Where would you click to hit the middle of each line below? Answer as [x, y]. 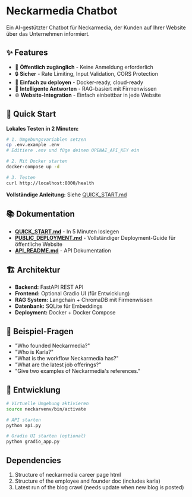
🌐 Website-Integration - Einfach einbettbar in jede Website [88, 95]
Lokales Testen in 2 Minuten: [43, 128]
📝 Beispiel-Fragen [40, 331]
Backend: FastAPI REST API [49, 287]
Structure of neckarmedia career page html [68, 475]
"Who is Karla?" [34, 352]
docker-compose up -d [33, 167]
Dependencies [34, 460]
